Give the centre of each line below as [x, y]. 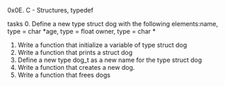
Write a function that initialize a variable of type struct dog [102, 45]
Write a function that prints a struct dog [75, 53]
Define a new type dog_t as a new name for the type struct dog [110, 60]
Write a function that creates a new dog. [76, 67]
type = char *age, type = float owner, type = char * [81, 31]
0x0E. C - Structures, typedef [51, 10]
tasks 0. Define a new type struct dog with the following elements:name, [113, 24]
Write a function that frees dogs [64, 75]
